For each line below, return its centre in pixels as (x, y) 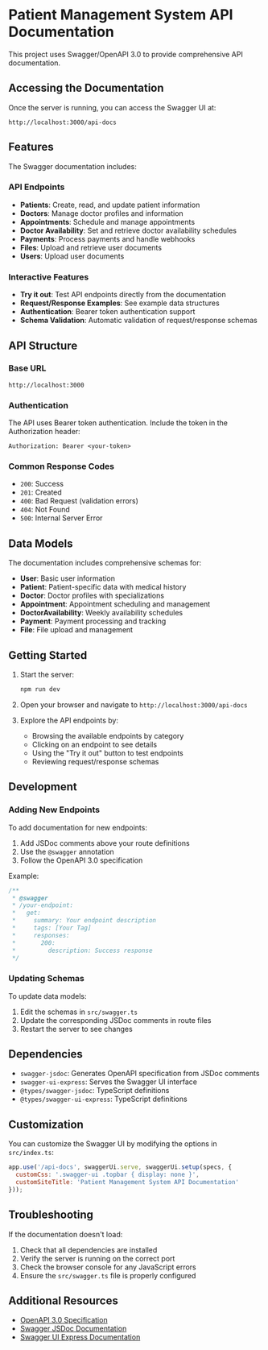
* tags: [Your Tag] (52, 928)
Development (43, 787)
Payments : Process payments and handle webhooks (107, 238)
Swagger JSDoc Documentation (73, 1329)
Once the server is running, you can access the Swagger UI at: (112, 107)
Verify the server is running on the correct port (97, 1258)
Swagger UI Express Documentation (80, 1337)
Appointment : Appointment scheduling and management (115, 604)
